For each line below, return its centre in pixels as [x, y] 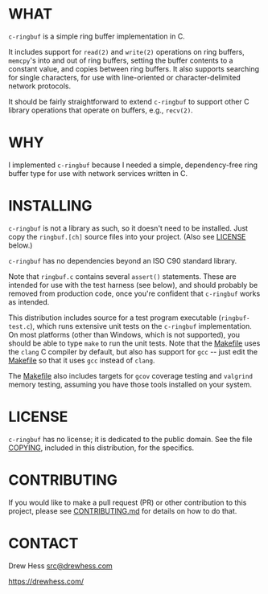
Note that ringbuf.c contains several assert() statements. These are [123, 276]
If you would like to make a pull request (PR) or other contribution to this [128, 502]
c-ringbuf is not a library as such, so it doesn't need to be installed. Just [128, 228]
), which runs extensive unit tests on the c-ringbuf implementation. [140, 326]
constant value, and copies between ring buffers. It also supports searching [134, 68]
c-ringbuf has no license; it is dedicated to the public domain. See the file [130, 439]
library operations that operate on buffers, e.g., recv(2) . [101, 110]
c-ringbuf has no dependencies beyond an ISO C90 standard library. [123, 260]
